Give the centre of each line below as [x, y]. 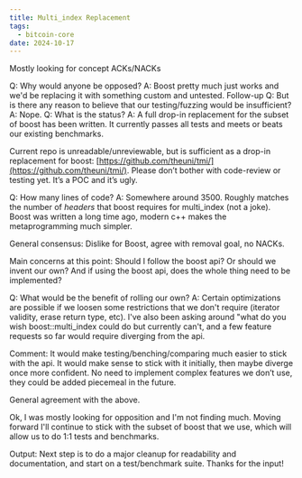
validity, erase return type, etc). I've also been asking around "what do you [148, 317]
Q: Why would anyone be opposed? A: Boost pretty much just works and [144, 86]
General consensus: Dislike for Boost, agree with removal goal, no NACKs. [147, 244]
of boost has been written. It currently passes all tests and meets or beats [146, 124]
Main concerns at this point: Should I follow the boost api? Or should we [143, 262]
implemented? [36, 280]
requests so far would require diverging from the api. [107, 336]
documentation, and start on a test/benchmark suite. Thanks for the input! [146, 464]
